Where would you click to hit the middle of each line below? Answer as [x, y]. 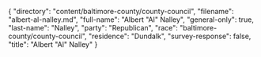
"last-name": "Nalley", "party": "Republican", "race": [93, 28]
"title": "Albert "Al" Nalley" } [53, 45]
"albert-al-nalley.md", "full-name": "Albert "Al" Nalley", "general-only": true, [131, 20]
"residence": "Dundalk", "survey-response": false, [170, 36]
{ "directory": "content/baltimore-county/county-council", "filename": [121, 11]
